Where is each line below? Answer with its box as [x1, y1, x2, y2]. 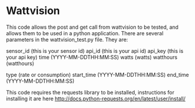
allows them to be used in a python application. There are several [6, 29, 164, 36]
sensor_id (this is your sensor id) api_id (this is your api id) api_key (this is [6, 47, 183, 54]
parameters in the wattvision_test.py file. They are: [6, 36, 128, 43]
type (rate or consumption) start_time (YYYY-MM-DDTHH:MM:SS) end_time [6, 71, 189, 78]
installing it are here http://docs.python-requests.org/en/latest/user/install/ [6, 95, 186, 102]
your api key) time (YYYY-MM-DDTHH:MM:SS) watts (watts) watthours [6, 53, 177, 60]
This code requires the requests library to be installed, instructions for [6, 89, 175, 96]
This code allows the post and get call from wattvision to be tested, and [6, 23, 179, 31]
